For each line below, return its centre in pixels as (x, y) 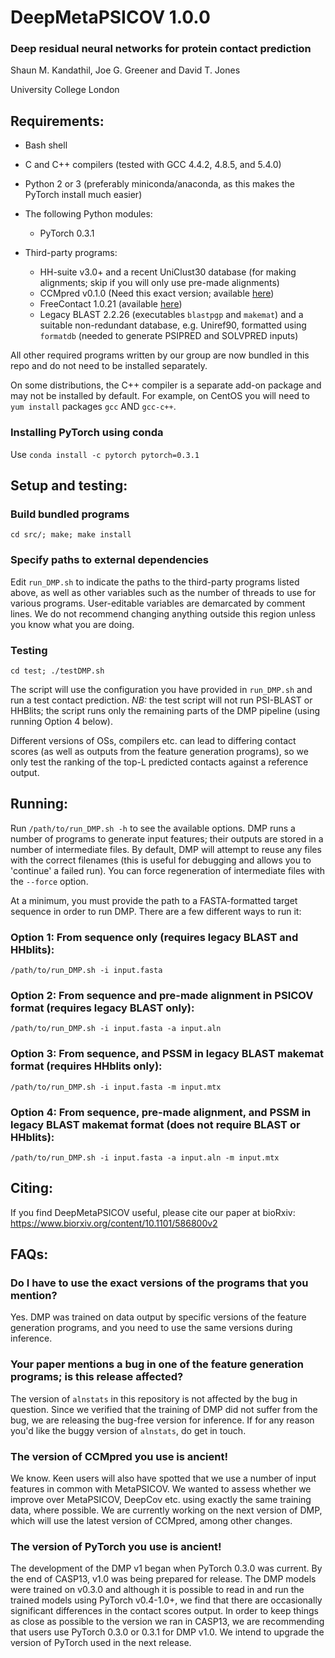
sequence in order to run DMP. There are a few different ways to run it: (156, 911)
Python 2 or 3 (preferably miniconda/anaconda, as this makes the (160, 184)
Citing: (31, 1188)
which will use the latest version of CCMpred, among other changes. (151, 1520)
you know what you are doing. (72, 624)
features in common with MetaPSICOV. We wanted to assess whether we (161, 1488)
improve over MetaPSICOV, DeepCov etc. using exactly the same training (161, 1499)
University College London (65, 90)
